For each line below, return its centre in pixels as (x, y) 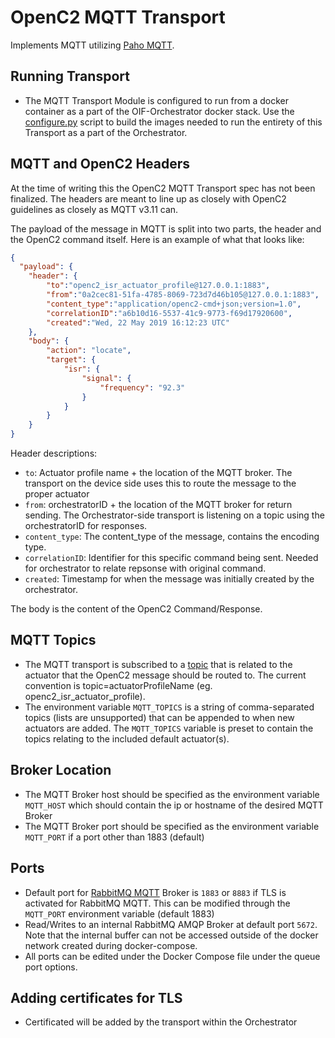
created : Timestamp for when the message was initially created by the (169, 579)
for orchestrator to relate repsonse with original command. (145, 568)
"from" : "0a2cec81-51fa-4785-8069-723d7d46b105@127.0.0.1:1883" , (183, 295)
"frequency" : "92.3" (142, 387)
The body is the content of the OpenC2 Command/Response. (136, 609)
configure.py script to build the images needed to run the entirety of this (173, 122)
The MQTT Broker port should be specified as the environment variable (172, 826)
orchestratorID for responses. (86, 526)
